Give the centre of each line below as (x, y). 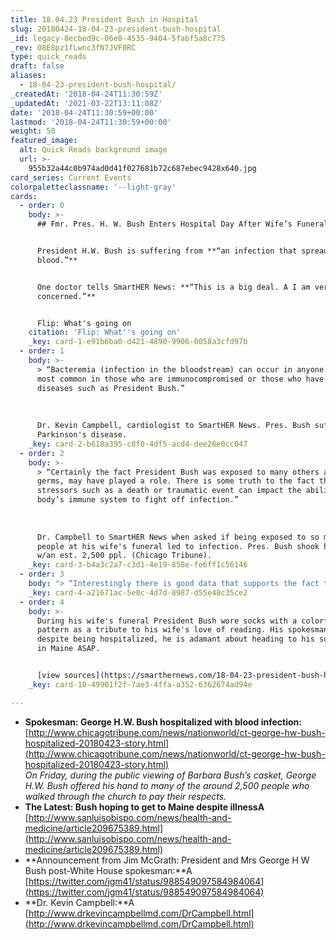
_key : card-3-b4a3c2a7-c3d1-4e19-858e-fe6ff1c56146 (138, 565)
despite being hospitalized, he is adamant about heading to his (175, 639)
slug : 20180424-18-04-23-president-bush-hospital (116, 29)
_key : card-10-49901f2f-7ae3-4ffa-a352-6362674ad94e (140, 684)
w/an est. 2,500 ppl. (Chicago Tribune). (124, 556)
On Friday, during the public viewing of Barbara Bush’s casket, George (170, 775)
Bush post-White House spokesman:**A (108, 870)
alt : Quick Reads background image (93, 150)
